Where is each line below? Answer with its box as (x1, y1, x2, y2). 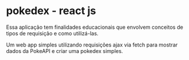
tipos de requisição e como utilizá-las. (6, 29, 99, 36)
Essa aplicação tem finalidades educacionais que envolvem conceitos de (6, 24, 184, 31)
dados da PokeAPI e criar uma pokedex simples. (6, 47, 124, 54)
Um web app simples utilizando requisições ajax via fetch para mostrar (6, 41, 178, 48)
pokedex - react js (6, 4, 97, 18)
